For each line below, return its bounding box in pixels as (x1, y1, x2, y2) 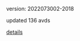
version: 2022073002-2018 (6, 5, 74, 12)
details (6, 28, 23, 36)
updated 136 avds (6, 17, 51, 24)
